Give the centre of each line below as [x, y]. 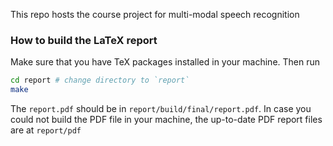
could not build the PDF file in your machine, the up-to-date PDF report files [166, 120]
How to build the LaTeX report [84, 40]
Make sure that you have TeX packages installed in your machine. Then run [165, 62]
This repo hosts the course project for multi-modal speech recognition [155, 14]
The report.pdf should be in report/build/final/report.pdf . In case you [161, 109]
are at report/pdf [46, 130]
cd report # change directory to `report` [100, 80]
